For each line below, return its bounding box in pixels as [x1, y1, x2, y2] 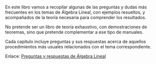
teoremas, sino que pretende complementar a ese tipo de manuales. [5, 29, 144, 35]
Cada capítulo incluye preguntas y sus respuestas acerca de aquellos [5, 39, 146, 44]
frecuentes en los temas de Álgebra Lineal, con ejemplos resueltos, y [5, 9, 145, 15]
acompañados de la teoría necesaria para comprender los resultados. [5, 15, 147, 20]
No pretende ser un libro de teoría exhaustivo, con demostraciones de [5, 24, 148, 30]
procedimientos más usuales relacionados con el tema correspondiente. [5, 44, 152, 49]
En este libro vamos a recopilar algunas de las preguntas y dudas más [5, 4, 147, 10]
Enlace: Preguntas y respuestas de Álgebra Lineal [5, 53, 106, 59]
